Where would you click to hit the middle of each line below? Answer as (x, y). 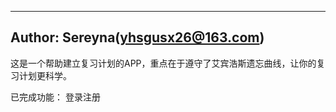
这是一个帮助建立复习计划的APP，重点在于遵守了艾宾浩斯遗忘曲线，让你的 (163, 63)
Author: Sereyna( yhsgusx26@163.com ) (137, 37)
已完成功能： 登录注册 (55, 97)
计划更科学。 (45, 75)
